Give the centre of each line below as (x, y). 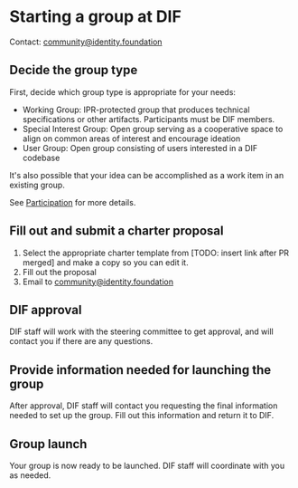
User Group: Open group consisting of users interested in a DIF (140, 148)
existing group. (37, 185)
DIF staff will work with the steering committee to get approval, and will (141, 331)
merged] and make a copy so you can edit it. (105, 262)
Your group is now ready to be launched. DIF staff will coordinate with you (147, 465)
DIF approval (46, 310)
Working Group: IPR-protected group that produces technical (136, 110)
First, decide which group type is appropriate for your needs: (123, 91)
